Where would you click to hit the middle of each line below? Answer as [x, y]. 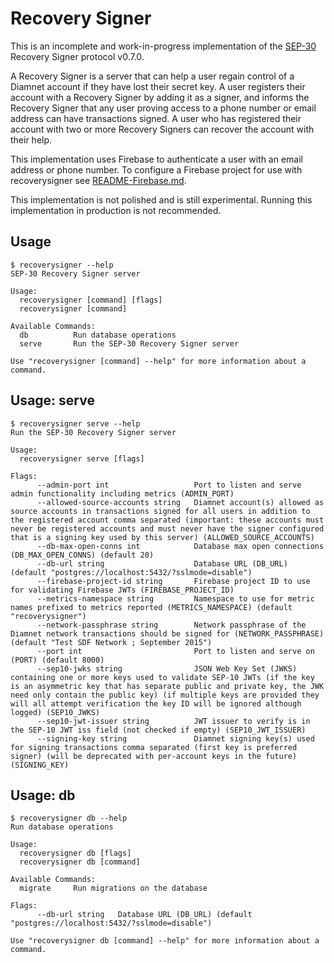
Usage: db [43, 795]
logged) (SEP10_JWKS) [55, 712]
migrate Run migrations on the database [113, 888]
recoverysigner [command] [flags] [91, 300]
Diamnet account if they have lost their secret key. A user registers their [158, 86]
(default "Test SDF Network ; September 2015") [111, 642]
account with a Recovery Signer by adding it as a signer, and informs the [160, 97]
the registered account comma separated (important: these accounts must [167, 520]
